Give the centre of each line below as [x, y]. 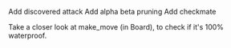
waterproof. [28, 36]
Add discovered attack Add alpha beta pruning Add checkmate [112, 12]
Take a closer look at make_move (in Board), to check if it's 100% [116, 27]
